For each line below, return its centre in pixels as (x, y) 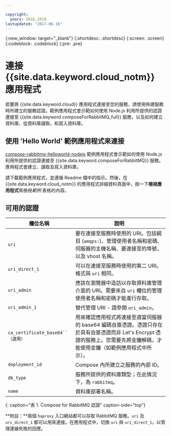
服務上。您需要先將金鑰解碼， (121, 340)
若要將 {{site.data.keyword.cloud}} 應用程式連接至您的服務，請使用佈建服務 (84, 104)
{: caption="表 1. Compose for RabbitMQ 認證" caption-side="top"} (76, 405)
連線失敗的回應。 (27, 428)
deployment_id (25, 364)
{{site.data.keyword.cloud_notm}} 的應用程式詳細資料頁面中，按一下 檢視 (81, 184)
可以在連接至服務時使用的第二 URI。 (119, 266)
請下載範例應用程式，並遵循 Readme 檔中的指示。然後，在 (66, 178)
